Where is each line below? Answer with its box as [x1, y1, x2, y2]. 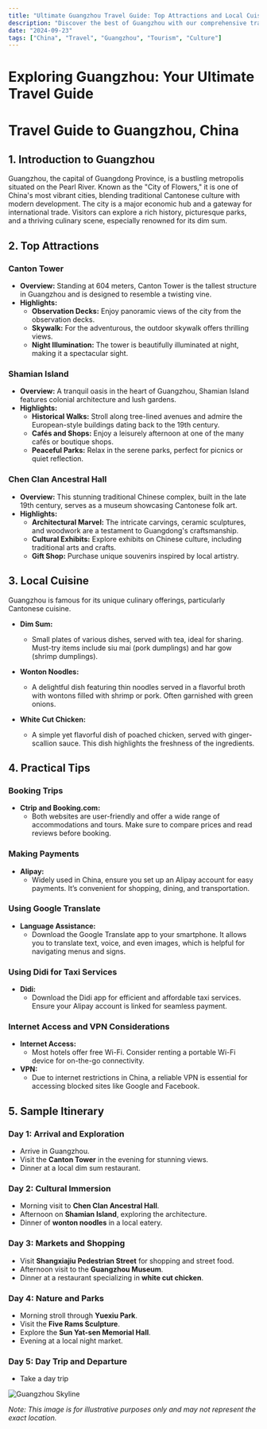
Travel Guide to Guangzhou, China [8, 121, 240, 139]
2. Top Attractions [8, 239, 99, 253]
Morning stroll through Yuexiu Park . [19, 1311, 137, 1320]
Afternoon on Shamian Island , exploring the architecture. [19, 1210, 207, 1219]
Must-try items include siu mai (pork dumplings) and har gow [31, 643, 232, 653]
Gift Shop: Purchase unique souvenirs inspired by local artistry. [31, 551, 240, 560]
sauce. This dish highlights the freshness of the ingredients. [58, 738, 255, 748]
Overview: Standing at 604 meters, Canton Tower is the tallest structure [19, 281, 257, 291]
